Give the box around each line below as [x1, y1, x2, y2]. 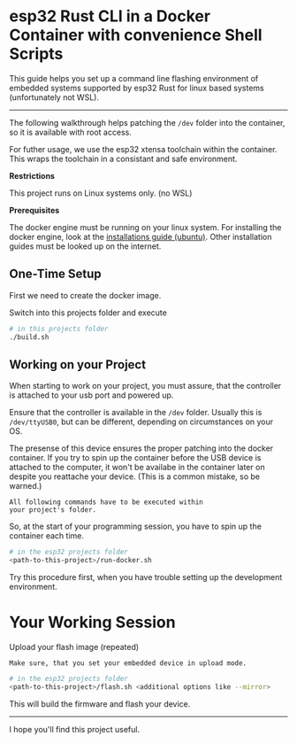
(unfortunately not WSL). [9, 91, 100, 103]
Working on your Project [9, 357, 147, 372]
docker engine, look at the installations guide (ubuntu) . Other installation [9, 231, 272, 242]
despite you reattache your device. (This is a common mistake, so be [9, 471, 261, 482]
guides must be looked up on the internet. [9, 241, 162, 252]
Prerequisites [9, 205, 60, 215]
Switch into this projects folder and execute [9, 307, 168, 318]
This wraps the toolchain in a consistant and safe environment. [9, 153, 238, 164]
